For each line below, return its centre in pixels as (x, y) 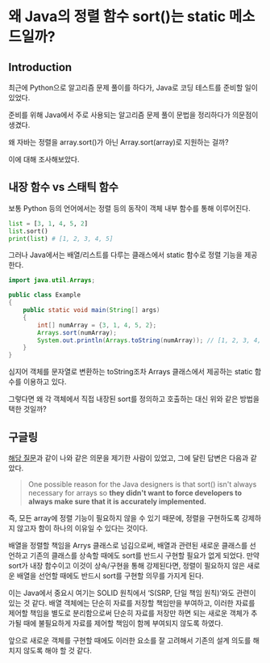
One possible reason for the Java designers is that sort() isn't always (142, 484)
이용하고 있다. (45, 382)
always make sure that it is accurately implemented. (117, 501)
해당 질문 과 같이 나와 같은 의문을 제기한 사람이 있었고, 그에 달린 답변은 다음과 (129, 458)
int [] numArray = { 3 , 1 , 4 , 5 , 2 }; (97, 325)
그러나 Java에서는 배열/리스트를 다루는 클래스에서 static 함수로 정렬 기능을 (126, 255)
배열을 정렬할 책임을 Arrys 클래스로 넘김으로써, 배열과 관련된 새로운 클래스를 (128, 545)
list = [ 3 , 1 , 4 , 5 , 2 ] (48, 223)
